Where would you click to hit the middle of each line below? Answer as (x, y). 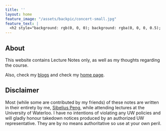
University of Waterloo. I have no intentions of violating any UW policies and (83, 113)
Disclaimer (22, 90)
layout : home (19, 14)
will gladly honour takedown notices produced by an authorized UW (75, 118)
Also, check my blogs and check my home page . (55, 75)
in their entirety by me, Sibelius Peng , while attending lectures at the (75, 107)
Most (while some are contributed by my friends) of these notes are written (82, 102)
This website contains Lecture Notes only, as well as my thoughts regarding (83, 60)
